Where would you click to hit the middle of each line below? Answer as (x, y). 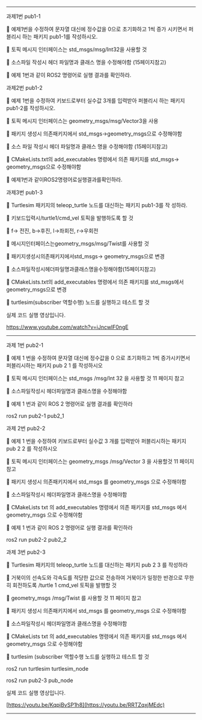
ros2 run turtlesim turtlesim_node (47, 669)
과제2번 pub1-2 (25, 88)
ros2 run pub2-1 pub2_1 (35, 416)
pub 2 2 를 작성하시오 (32, 448)
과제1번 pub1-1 (23, 16)
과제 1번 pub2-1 (25, 345)
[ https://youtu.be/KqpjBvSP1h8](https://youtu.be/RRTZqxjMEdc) (86, 705)
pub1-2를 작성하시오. (31, 108)
